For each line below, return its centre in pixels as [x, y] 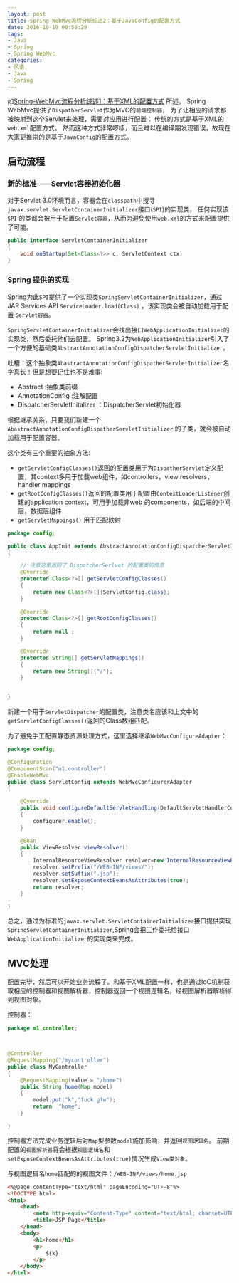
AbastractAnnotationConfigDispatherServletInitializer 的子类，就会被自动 [119, 429]
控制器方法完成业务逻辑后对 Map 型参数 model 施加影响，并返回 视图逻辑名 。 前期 [118, 1141]
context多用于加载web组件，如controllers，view [108, 476]
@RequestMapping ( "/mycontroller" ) [59, 1061]
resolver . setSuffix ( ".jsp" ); [76, 874]
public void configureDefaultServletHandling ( [90, 808]
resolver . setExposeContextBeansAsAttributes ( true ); [111, 880]
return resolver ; [58, 887]
